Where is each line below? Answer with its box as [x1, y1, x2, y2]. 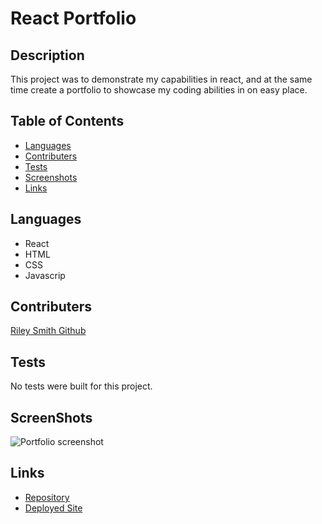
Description [10, 47, 85, 64]
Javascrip [24, 269, 66, 281]
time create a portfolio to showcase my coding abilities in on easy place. [10, 84, 308, 96]
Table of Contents [10, 113, 125, 130]
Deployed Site [24, 502, 83, 514]
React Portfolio [10, 7, 137, 30]
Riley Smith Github [10, 325, 87, 337]
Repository [24, 491, 70, 503]
